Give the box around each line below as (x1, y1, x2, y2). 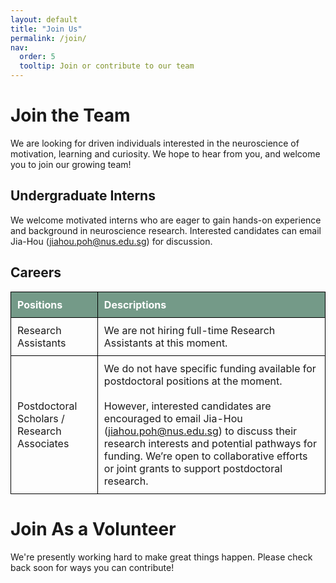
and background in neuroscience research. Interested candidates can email (10, 224, 322, 236)
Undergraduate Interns (10, 187, 156, 205)
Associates (17, 436, 70, 450)
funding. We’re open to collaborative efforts (103, 449, 308, 463)
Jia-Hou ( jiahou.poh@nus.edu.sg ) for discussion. (10, 235, 213, 247)
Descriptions (103, 297, 167, 311)
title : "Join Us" (10, 24, 83, 34)
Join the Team (10, 104, 131, 127)
